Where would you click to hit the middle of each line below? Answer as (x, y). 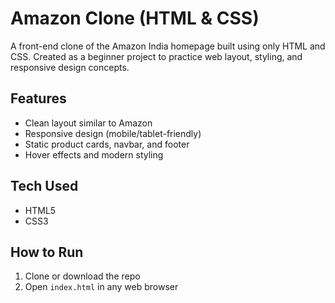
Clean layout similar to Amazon (88, 123)
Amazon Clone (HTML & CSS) (135, 18)
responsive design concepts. (70, 67)
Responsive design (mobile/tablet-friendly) (113, 133)
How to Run (47, 252)
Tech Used (44, 186)
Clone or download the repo (82, 276)
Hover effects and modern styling (94, 154)
